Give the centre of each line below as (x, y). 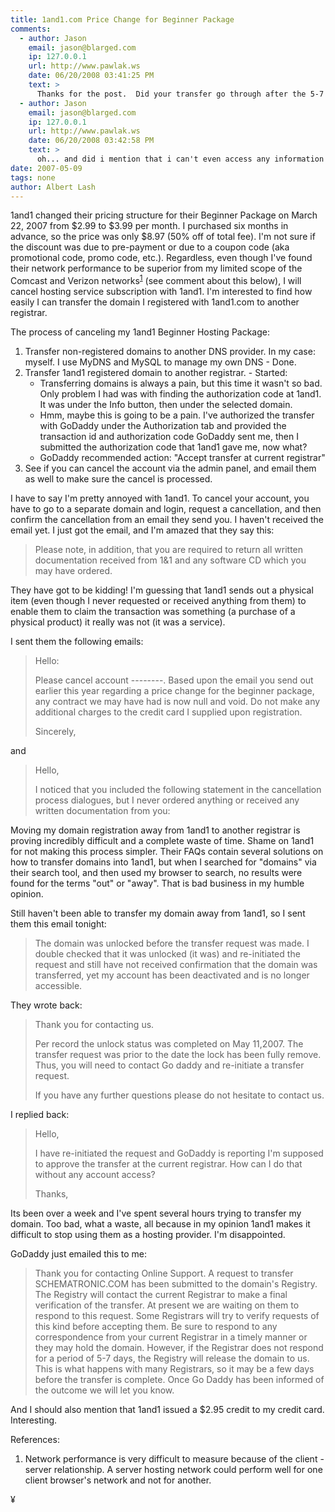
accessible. (58, 986)
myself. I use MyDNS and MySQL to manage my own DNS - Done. (160, 362)
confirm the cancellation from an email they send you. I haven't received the (167, 520)
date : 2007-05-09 (46, 168)
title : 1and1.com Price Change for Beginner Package (122, 19)
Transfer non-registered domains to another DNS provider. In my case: (170, 352)
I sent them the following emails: (77, 642)
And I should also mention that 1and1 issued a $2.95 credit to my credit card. (167, 1410)
